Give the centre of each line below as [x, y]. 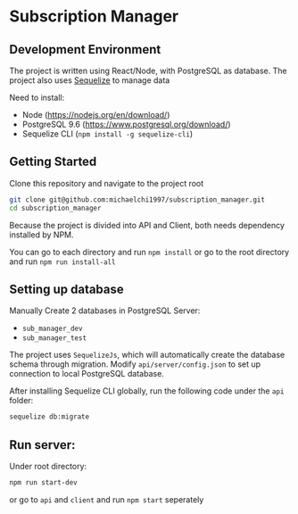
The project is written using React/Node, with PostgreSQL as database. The [148, 70]
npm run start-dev [43, 483]
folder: [21, 401]
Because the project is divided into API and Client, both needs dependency [147, 225]
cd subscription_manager [55, 208]
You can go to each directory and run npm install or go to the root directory [149, 252]
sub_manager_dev [52, 329]
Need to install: [37, 97]
